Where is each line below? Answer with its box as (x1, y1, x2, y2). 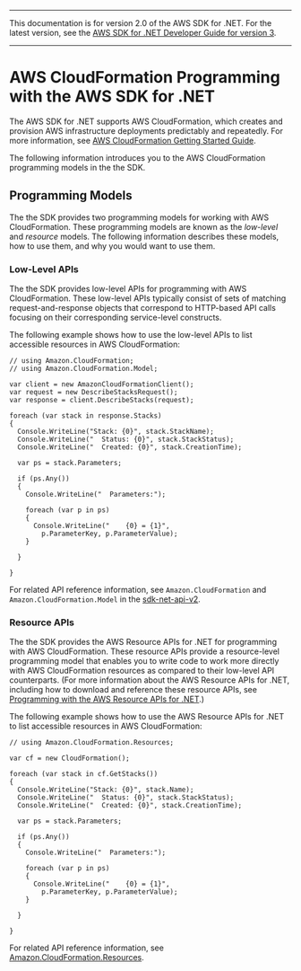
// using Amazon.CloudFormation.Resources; (9, 738, 175, 747)
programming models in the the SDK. (9, 162, 146, 172)
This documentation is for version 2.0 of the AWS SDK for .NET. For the (9, 18, 272, 28)
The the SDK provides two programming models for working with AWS (9, 212, 270, 223)
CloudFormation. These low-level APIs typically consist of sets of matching (9, 293, 287, 304)
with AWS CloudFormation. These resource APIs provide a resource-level (9, 646, 280, 657)
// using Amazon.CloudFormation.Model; (9, 365, 159, 374)
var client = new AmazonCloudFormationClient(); (9, 380, 194, 389)
